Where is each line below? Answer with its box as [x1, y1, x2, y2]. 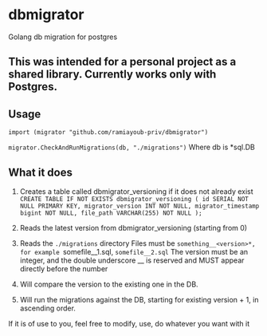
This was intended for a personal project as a [8, 55, 237, 69]
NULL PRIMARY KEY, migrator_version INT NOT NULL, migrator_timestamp [19, 202, 260, 210]
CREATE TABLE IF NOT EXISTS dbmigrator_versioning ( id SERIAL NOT [19, 195, 249, 203]
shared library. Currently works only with [8, 68, 217, 81]
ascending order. [19, 303, 76, 313]
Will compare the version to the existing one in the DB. [19, 279, 198, 289]
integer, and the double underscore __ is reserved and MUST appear [19, 255, 245, 265]
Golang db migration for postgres [8, 32, 118, 42]
